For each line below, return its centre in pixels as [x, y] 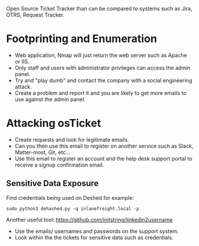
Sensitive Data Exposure [53, 183]
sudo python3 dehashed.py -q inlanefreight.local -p [73, 209]
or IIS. [22, 61]
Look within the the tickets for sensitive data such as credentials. [94, 237]
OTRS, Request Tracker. [35, 15]
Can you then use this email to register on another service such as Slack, [104, 146]
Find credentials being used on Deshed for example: [70, 197]
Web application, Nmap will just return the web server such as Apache [101, 55]
